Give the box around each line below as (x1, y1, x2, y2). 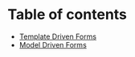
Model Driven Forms (18, 40, 88, 49)
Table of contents (7, 6, 128, 24)
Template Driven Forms (18, 32, 97, 41)
